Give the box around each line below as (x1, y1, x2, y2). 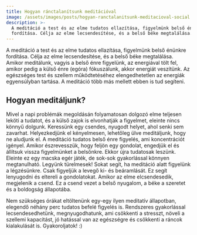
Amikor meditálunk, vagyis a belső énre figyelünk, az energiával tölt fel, (6, 59, 178, 67)
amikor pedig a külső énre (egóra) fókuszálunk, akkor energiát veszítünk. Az (6, 65, 191, 72)
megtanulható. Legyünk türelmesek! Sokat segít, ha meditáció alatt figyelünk (6, 160, 191, 168)
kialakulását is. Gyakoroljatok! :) (6, 222, 83, 229)
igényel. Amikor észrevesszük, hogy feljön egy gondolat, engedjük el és (6, 142, 180, 149)
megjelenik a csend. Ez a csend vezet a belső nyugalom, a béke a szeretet (6, 179, 186, 186)
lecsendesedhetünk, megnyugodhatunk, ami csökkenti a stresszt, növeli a (6, 210, 185, 217)
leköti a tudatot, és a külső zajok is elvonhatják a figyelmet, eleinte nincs (6, 117, 180, 124)
